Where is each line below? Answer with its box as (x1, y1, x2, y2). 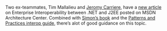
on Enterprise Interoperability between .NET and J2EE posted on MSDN (5, 9, 156, 15)
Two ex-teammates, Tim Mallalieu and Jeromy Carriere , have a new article (5, 4, 162, 10)
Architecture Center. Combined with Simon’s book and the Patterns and (5, 15, 156, 20)
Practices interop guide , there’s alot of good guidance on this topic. (5, 20, 147, 26)
